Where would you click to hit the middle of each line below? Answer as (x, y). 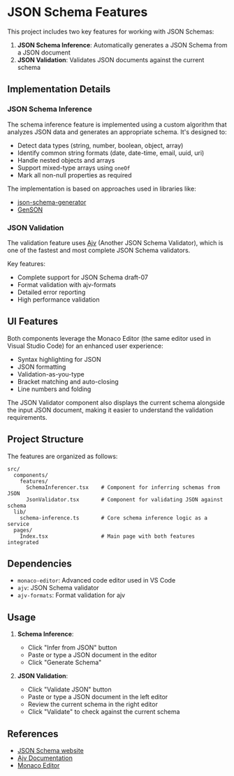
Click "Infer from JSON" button (72, 647)
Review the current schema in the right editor (93, 704)
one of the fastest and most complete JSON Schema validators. (99, 250)
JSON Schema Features (78, 12)
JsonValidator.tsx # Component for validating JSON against (124, 499)
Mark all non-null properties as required (74, 175)
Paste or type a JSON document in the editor (92, 655)
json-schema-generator (52, 202)
